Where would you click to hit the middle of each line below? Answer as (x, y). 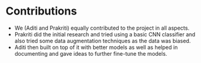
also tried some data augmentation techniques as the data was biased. (103, 41)
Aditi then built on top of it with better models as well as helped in (96, 47)
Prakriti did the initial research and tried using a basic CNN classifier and (105, 34)
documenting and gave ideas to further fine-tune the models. (91, 53)
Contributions (41, 11)
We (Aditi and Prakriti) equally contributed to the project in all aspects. (102, 28)
